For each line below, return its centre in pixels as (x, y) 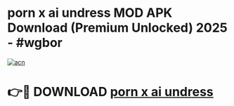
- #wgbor (35, 43)
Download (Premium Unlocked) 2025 (118, 28)
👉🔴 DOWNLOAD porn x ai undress (110, 92)
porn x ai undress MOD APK (90, 13)
